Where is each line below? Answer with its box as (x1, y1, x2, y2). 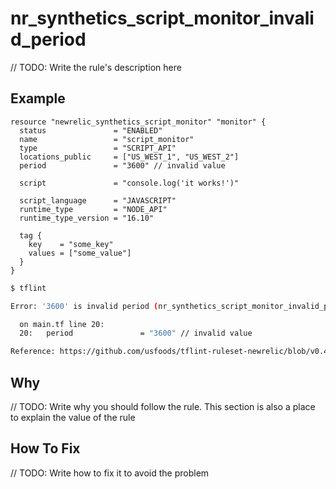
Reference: (10, 347, 56, 357)
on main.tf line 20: (19, 319, 105, 329)
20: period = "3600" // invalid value (19, 328, 253, 339)
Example (10, 90, 66, 107)
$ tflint (10, 283, 47, 293)
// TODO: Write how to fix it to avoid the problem (10, 467, 210, 479)
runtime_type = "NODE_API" (19, 204, 168, 214)
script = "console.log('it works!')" (19, 178, 240, 188)
